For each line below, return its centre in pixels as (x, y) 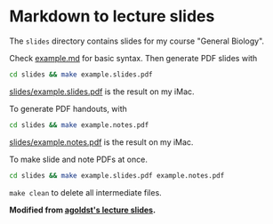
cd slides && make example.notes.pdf (79, 125)
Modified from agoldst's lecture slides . (83, 210)
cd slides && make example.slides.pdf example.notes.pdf (117, 175)
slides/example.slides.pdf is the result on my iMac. (102, 92)
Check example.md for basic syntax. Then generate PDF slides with (133, 58)
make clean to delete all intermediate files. (85, 192)
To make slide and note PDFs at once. (79, 159)
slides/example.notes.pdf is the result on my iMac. (101, 142)
